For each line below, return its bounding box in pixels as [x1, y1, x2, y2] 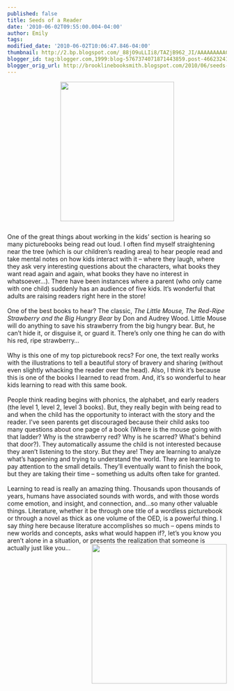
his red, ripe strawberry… [7, 336, 80, 344]
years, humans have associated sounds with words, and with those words [7, 492, 219, 500]
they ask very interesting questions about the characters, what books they [7, 262, 221, 271]
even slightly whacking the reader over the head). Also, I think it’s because [7, 365, 221, 374]
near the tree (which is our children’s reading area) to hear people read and [7, 247, 223, 255]
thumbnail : [7, 50, 39, 56]
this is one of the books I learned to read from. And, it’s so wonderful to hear [7, 373, 226, 381]
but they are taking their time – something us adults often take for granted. [7, 469, 221, 478]
